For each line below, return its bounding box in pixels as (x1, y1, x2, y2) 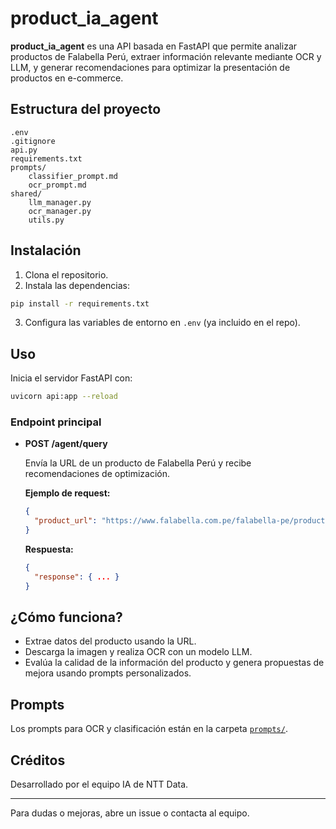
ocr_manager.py (28, 206, 92, 216)
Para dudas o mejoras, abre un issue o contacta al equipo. (10, 807, 250, 819)
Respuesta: (24, 543, 74, 556)
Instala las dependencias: (24, 279, 130, 291)
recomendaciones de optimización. (24, 468, 171, 480)
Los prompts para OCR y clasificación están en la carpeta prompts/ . (10, 723, 288, 735)
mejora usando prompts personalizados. (24, 667, 192, 679)
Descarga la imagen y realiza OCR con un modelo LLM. (24, 646, 253, 658)
